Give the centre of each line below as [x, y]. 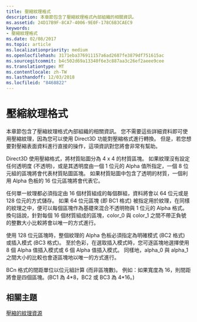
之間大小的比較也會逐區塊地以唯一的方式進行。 [63, 257]
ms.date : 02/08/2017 [31, 39]
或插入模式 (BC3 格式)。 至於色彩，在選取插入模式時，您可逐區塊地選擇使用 [98, 242]
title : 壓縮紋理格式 [29, 11]
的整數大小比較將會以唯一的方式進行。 [52, 222]
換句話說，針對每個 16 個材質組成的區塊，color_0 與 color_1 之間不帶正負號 [96, 215]
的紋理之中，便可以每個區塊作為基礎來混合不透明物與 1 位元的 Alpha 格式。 [97, 208]
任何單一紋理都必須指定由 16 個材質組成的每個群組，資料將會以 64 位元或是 [97, 193]
